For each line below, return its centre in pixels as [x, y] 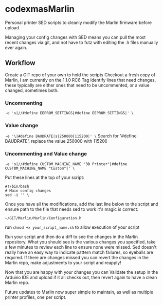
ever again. [16, 47]
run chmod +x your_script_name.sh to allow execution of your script [72, 227]
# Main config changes [28, 191]
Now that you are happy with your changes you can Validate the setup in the [81, 272]
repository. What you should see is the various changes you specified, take [80, 242]
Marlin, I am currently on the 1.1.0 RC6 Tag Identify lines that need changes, [81, 80]
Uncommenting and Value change [46, 154]
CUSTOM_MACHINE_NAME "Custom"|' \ [40, 168]
